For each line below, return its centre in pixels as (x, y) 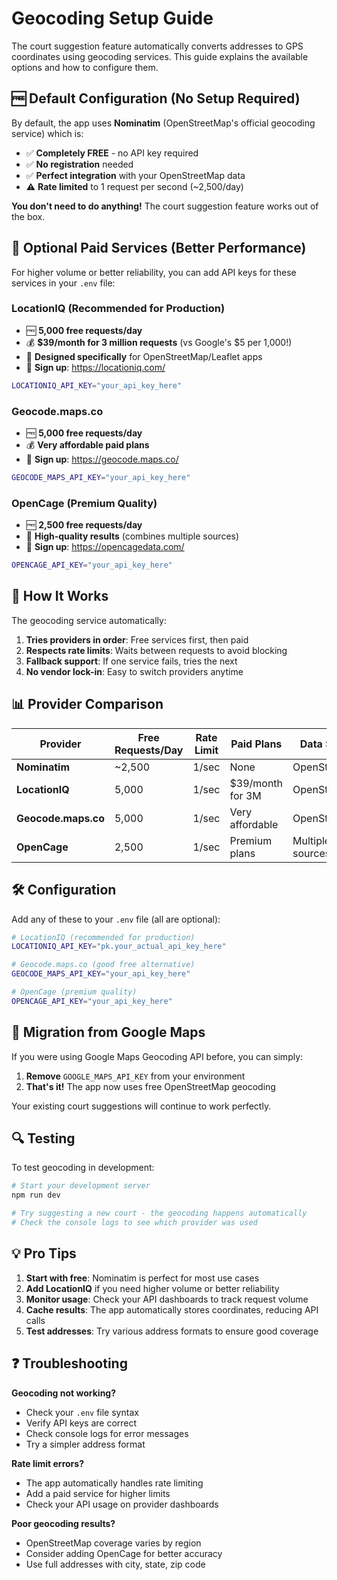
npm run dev (36, 1195)
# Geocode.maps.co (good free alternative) (103, 965)
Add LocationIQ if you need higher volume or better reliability (152, 1288)
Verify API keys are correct (81, 1423)
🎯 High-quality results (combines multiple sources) (132, 536)
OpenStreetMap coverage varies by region (113, 1543)
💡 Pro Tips (44, 1253)
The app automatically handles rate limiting (114, 1483)
